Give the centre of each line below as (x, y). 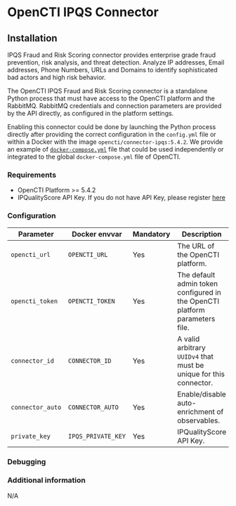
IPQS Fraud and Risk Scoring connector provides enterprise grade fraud (112, 55)
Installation (32, 38)
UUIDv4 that (195, 357)
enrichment (196, 411)
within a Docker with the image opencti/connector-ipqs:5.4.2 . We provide (115, 142)
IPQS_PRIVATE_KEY (97, 436)
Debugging (27, 462)
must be (190, 365)
